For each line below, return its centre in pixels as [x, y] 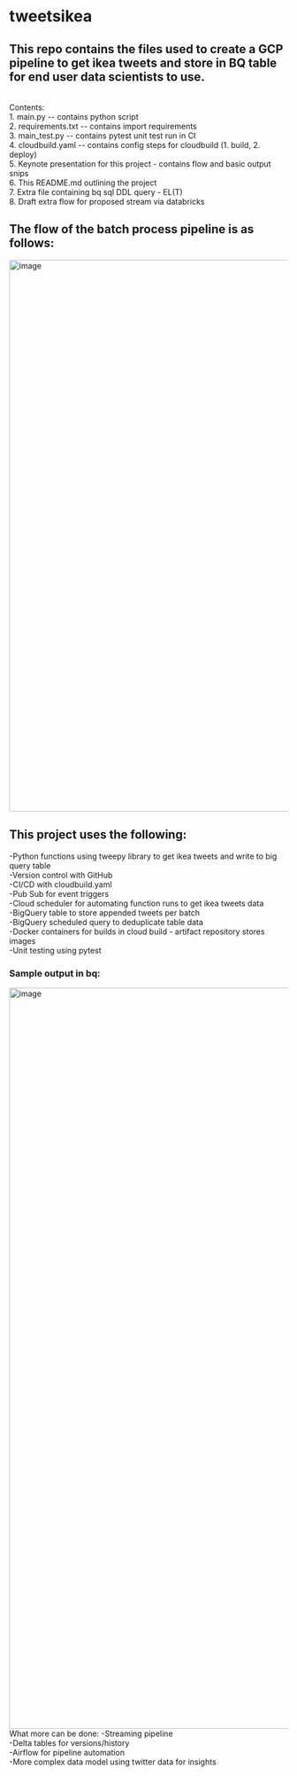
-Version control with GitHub [61, 875]
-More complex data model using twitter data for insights [113, 1762]
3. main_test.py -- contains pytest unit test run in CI [103, 136]
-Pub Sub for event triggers [59, 893]
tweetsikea [51, 16]
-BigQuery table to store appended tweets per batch [105, 912]
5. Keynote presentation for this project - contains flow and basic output [140, 164]
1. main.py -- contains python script [74, 117]
